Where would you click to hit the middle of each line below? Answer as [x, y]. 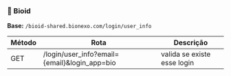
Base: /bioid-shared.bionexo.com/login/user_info [79, 26]
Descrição [191, 42]
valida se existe [186, 54]
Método [23, 42]
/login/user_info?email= [81, 54]
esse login [177, 63]
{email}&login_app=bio [79, 63]
